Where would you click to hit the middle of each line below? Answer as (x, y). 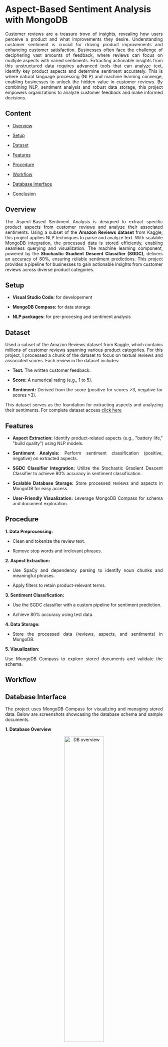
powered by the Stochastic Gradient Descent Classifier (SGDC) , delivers (84, 253)
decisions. (16, 98)
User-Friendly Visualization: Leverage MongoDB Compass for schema (88, 498)
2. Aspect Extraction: (28, 560)
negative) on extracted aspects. (45, 458)
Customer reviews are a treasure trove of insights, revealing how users (84, 34)
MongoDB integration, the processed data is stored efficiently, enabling (84, 243)
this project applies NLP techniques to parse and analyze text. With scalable (84, 237)
